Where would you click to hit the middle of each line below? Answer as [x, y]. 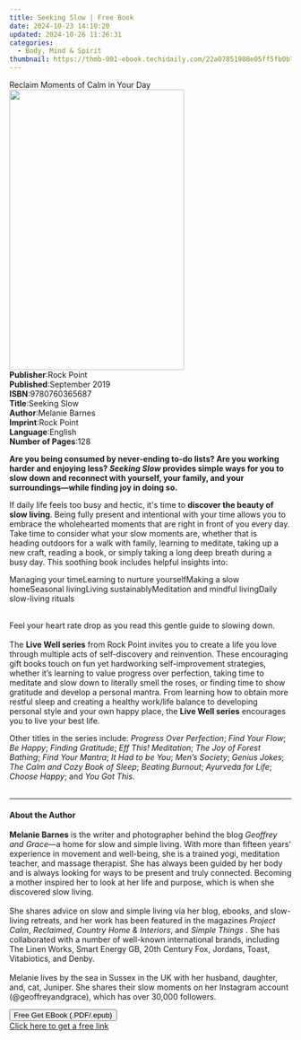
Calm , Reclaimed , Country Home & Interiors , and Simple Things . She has [145, 931]
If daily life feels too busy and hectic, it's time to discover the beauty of [142, 505]
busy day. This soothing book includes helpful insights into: [119, 562]
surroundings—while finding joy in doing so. [94, 487]
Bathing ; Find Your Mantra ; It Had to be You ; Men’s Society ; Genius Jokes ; [147, 757]
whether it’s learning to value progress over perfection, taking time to [137, 673]
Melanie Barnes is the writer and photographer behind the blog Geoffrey [143, 835]
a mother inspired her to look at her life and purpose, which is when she [142, 883]
